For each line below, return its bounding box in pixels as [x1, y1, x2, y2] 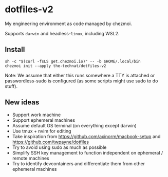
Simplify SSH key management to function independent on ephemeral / [12, 149, 163, 156]
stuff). [5, 83, 18, 89]
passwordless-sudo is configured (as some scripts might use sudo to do [5, 78, 158, 84]
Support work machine [12, 112, 61, 118]
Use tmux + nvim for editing [12, 128, 71, 134]
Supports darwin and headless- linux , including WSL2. [5, 30, 120, 36]
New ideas [5, 98, 40, 107]
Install [5, 45, 25, 54]
